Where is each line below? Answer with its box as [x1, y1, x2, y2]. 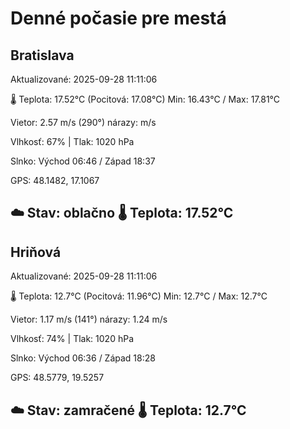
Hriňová [10, 243, 62, 261]
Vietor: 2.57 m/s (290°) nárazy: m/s [10, 117, 157, 128]
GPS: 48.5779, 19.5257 [10, 372, 105, 384]
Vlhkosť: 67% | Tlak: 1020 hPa [10, 136, 135, 147]
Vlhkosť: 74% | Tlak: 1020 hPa [10, 333, 135, 345]
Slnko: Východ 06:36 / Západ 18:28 [10, 352, 156, 364]
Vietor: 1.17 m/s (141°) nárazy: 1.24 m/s [10, 313, 168, 326]
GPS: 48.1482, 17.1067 [10, 175, 100, 186]
